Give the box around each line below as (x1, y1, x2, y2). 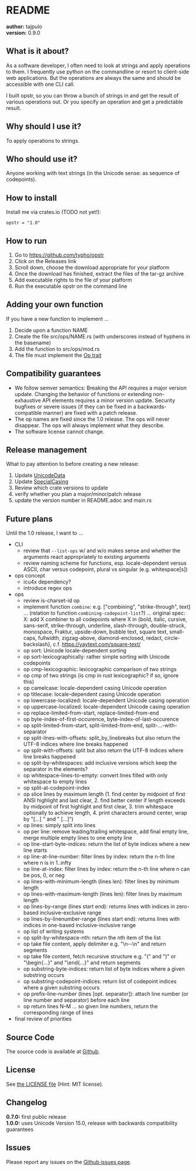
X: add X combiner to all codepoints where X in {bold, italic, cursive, (23, 616, 187, 623)
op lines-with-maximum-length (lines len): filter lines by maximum (23, 891, 183, 898)
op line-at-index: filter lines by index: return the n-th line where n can (23, 865, 190, 873)
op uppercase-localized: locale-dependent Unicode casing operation (23, 703, 190, 710)
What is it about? (6, 46, 69, 56)
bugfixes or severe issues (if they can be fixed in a (14, 403, 136, 410)
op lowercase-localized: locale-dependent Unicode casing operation (23, 697, 189, 704)
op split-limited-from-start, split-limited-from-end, (23, 722, 145, 729)
